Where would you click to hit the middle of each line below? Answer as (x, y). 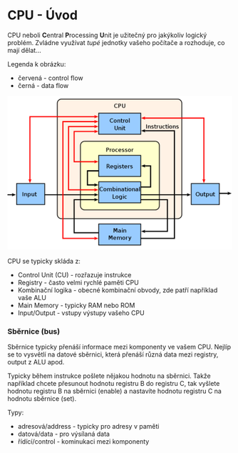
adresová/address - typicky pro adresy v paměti (88, 427)
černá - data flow (43, 85)
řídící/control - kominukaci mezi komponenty (83, 442)
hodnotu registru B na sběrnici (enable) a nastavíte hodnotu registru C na (115, 391)
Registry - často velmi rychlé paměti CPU (78, 282)
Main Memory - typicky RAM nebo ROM (76, 305)
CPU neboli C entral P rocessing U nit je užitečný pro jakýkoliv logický (107, 35)
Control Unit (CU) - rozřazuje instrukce (74, 274)
